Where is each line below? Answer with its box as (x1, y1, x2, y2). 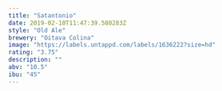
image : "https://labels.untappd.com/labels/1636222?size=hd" (8, 41, 216, 49)
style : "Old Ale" (8, 26, 66, 34)
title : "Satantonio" (8, 11, 77, 20)
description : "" (8, 56, 62, 64)
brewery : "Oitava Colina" (8, 33, 94, 42)
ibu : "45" (8, 70, 42, 78)
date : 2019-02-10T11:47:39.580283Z (8, 19, 127, 27)
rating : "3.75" (8, 48, 59, 56)
